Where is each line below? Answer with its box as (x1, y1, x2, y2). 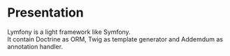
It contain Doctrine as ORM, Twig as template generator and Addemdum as (7, 35, 224, 43)
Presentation (7, 5, 84, 21)
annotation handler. (7, 42, 63, 50)
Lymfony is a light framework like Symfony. (7, 28, 131, 36)
